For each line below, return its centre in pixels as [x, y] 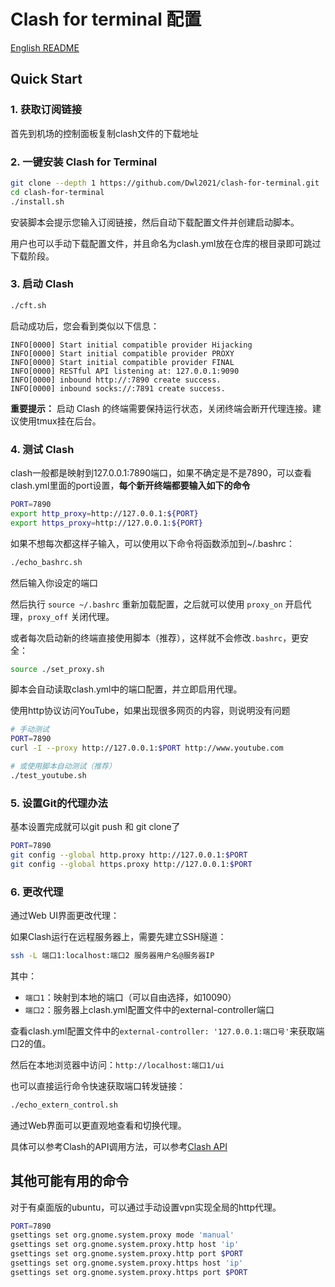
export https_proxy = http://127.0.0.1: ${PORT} [106, 523]
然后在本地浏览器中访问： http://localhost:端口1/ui [117, 1064]
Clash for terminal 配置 [106, 19]
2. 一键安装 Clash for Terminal [84, 162]
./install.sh [37, 201]
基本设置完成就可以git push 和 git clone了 [95, 827]
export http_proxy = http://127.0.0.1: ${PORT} [104, 513]
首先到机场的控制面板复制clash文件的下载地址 [104, 133]
